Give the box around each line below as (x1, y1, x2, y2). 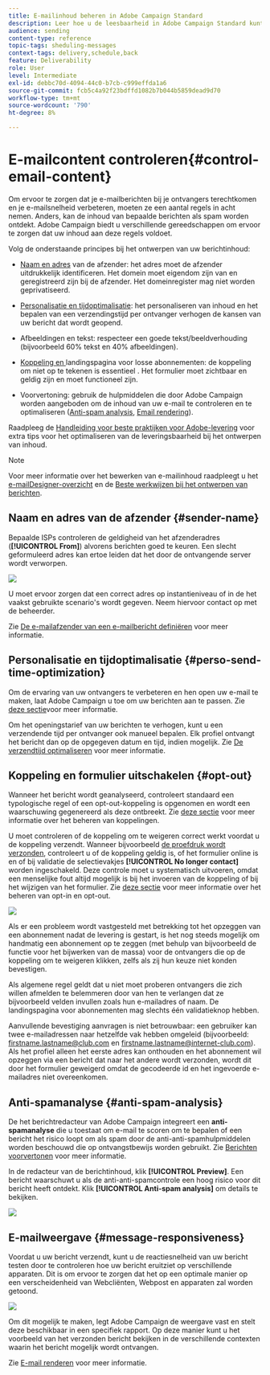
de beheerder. (8, 606, 55, 616)
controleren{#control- (108, 150, 260, 169)
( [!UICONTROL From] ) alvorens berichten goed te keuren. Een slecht (8, 541, 237, 550)
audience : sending (8, 27, 70, 35)
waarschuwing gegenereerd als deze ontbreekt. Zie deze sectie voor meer (8, 807, 256, 816)
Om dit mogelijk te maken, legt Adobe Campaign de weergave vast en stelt (8, 1317, 256, 1326)
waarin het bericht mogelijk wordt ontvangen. (8, 1343, 159, 1352)
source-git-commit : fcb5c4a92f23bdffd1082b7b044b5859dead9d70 (8, 86, 221, 95)
